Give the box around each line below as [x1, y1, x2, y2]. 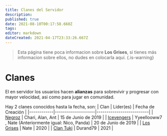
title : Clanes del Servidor [5, 7, 64, 13]
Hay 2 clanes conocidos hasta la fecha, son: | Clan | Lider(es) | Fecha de [5, 103, 155, 109]
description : [5, 12, 32, 17]
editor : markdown [5, 31, 41, 36]
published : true [5, 17, 39, 22]
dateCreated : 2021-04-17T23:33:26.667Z [5, 36, 88, 41]
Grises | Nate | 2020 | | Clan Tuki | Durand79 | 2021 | [5, 125, 113, 131]
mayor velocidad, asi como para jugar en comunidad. [5, 94, 115, 100]
